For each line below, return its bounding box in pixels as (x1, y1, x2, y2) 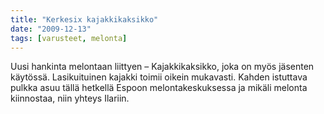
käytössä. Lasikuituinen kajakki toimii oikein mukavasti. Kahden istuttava (10, 71, 308, 83)
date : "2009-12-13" (10, 24, 92, 34)
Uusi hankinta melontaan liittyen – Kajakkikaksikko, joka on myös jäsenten (10, 61, 315, 73)
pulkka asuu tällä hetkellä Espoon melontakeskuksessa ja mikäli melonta (10, 82, 308, 94)
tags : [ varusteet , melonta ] (10, 33, 128, 43)
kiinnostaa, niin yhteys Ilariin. (10, 92, 130, 105)
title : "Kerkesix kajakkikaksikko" (10, 14, 159, 25)
